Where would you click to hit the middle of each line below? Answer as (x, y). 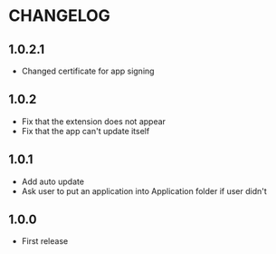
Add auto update (53, 181)
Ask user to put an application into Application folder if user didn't (144, 190)
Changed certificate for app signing (88, 71)
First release (45, 241)
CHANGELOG (59, 16)
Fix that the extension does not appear (94, 121)
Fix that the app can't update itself (86, 131)
